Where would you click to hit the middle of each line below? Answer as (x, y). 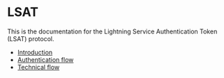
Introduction (35, 52)
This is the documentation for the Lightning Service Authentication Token (112, 31)
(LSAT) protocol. (31, 38)
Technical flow (38, 67)
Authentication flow (45, 59)
